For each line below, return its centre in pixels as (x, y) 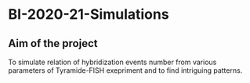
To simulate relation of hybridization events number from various (112, 62)
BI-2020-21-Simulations (89, 14)
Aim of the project (53, 43)
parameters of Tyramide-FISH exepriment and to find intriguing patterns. (125, 70)
